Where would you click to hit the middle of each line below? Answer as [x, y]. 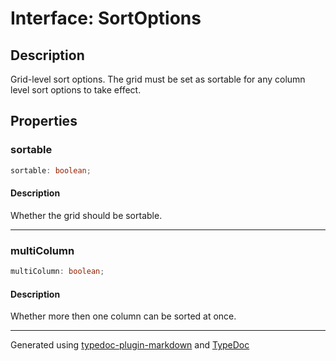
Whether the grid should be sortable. [86, 215]
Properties [44, 121]
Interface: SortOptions [106, 18]
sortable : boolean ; [51, 170]
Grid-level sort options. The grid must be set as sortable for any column [158, 79]
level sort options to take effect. [76, 90]
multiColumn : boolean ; [57, 272]
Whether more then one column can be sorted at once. [123, 316]
